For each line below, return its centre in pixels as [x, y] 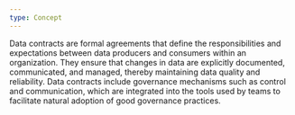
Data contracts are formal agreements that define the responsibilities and [145, 43]
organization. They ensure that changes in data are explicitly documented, [147, 62]
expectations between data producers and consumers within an [128, 53]
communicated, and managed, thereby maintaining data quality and [135, 72]
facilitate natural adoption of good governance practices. [115, 101]
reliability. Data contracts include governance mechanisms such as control [148, 81]
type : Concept [36, 18]
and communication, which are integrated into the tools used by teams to [145, 91]
